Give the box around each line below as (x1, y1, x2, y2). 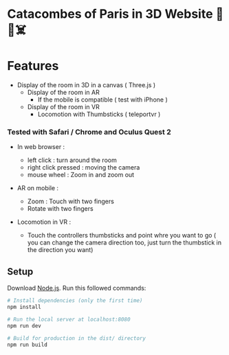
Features (7, 58, 59, 74)
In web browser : (17, 143, 65, 151)
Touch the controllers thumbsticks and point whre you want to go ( (27, 231, 217, 240)
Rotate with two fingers (27, 205, 94, 213)
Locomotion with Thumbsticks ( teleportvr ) (37, 110, 161, 119)
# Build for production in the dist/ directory (7, 334, 146, 342)
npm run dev (7, 322, 41, 329)
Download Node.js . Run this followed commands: (7, 284, 146, 293)
